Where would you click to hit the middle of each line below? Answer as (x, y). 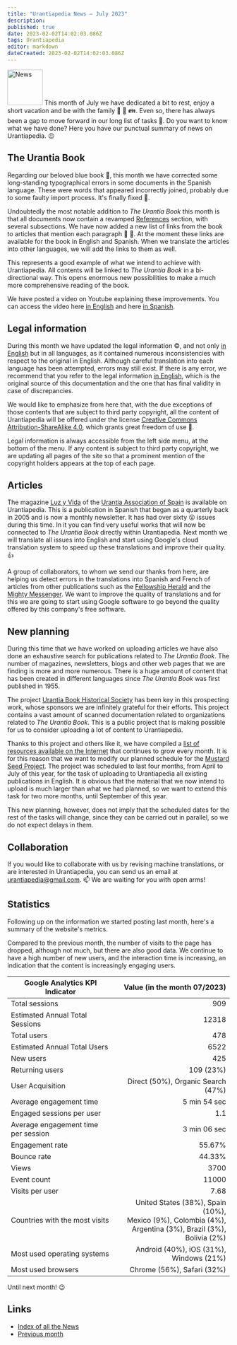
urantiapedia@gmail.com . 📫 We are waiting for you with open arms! (107, 879)
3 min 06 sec (204, 1129)
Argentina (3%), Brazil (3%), (179, 1229)
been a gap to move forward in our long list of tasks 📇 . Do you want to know (117, 120)
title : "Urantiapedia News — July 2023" (68, 14)
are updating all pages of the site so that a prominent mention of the (106, 455)
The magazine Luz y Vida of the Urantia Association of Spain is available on (117, 502)
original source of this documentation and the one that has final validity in (114, 383)
